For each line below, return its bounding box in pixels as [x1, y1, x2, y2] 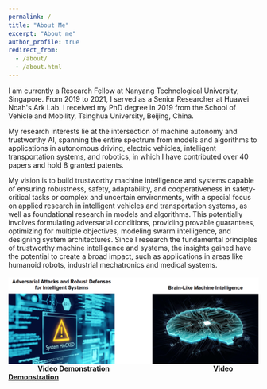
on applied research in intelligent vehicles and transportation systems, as [8, 201, 248, 210]
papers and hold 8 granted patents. [8, 160, 125, 170]
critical [8, 192, 31, 202]
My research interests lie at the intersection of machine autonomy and [8, 126, 238, 136]
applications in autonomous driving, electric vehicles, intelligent [8, 143, 217, 152]
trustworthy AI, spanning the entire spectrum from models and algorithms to [8, 135, 257, 144]
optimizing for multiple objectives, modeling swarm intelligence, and [8, 226, 232, 236]
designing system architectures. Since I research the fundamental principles [8, 234, 258, 244]
